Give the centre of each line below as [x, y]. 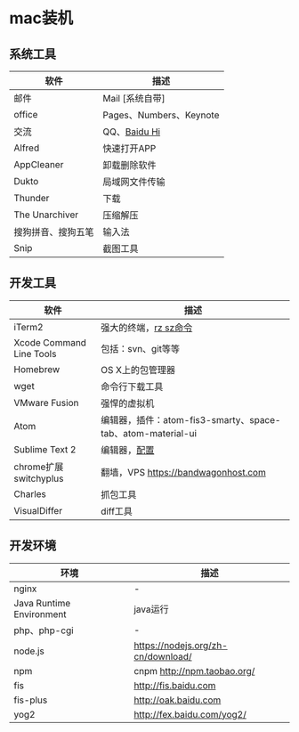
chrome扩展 [39, 467]
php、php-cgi [44, 630]
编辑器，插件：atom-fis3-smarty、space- [191, 419]
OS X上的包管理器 [138, 370]
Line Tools [35, 354]
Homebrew [37, 369]
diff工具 [117, 511]
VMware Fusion [46, 403]
